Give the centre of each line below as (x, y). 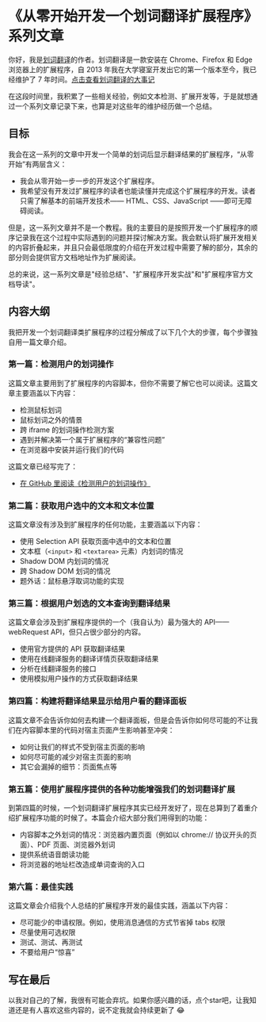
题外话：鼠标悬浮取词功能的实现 (72, 581)
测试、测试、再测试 (51, 942)
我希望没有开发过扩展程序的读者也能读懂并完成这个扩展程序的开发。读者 (137, 190)
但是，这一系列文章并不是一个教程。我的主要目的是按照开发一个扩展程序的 (129, 228)
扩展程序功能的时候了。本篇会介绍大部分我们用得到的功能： (112, 818)
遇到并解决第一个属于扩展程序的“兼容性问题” (92, 439)
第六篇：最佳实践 (41, 886)
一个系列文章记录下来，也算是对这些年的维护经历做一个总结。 (115, 106)
